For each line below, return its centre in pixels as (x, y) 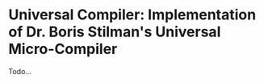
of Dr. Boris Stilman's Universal (115, 32)
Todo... (20, 71)
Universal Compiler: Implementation (132, 15)
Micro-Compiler (63, 49)
